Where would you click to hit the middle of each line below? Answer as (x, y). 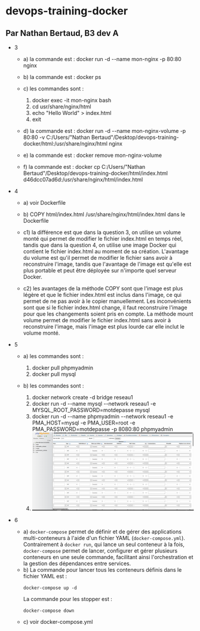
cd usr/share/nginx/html (61, 107)
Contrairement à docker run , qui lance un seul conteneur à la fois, (104, 544)
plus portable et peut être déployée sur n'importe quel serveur (100, 270)
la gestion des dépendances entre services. (77, 563)
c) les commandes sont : (53, 89)
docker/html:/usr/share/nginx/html (65, 144)
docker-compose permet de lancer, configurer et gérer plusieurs (100, 550)
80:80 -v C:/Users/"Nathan (56, 137)
